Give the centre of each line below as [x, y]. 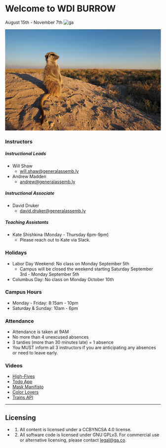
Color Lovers [25, 392]
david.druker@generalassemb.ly [53, 211]
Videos [14, 366]
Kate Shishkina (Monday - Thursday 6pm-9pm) [60, 235]
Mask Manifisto [28, 387]
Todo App [22, 382]
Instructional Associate [30, 193]
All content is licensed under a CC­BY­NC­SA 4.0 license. [76, 430]
